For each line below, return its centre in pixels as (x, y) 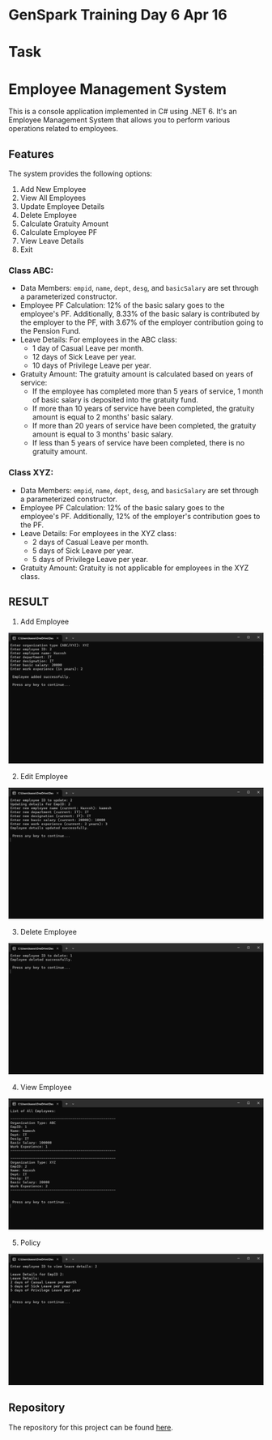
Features (31, 154)
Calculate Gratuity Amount (64, 224)
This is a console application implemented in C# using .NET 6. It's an (123, 112)
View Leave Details (52, 241)
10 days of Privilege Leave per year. (91, 365)
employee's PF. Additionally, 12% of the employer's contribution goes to (140, 516)
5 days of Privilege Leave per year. (90, 559)
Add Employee (45, 621)
